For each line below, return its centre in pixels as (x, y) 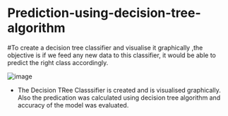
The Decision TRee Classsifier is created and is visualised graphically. (119, 90)
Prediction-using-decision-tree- (104, 13)
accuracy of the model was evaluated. (73, 105)
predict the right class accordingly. (58, 62)
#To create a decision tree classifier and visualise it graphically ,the (105, 47)
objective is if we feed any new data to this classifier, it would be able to (112, 55)
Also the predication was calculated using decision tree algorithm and (119, 98)
